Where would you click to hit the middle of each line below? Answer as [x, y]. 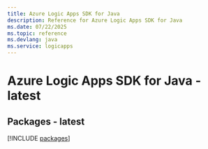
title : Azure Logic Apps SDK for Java [64, 14]
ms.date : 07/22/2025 [37, 27]
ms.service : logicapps [40, 46]
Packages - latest [46, 121]
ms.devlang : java [32, 40]
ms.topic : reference [37, 33]
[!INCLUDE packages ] [39, 138]
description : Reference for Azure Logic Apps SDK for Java [95, 20]
